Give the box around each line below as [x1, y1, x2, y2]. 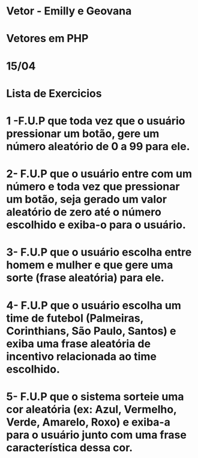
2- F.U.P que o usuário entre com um [6, 167, 193, 181]
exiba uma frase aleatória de [6, 337, 151, 351]
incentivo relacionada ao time [6, 349, 157, 363]
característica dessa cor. [6, 441, 133, 454]
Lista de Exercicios [6, 86, 102, 100]
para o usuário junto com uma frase [6, 428, 187, 442]
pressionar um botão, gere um [6, 127, 160, 140]
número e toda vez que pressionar [6, 180, 180, 193]
